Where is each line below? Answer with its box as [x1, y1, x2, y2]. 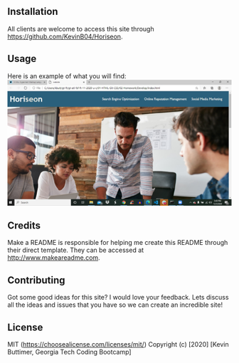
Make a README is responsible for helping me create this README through [7, 238, 228, 247]
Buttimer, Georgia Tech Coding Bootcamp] [7, 348, 132, 357]
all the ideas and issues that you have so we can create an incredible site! [7, 300, 223, 309]
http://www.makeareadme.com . [7, 253, 101, 262]
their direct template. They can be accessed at [7, 246, 144, 255]
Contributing [7, 274, 65, 286]
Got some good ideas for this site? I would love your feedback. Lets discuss [7, 293, 229, 302]
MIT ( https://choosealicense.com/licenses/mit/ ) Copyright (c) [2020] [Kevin [7, 340, 229, 349]
